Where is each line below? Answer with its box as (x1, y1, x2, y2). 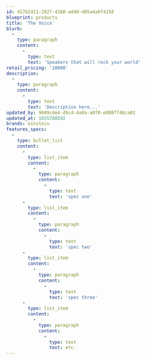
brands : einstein (6, 121, 50, 127)
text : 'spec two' (49, 244, 93, 250)
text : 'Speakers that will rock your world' (28, 59, 141, 65)
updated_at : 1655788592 (6, 115, 66, 121)
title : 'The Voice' (6, 20, 55, 26)
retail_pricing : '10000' (6, 64, 68, 71)
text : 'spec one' (49, 193, 93, 199)
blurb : (6, 25, 23, 32)
